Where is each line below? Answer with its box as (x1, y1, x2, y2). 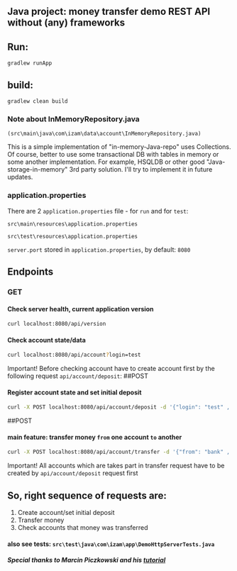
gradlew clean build (7, 98, 69, 105)
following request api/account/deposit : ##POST (7, 372, 149, 380)
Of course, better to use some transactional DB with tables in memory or (7, 150, 219, 159)
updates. (7, 173, 33, 182)
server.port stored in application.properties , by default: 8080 (7, 245, 191, 254)
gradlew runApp (7, 60, 53, 67)
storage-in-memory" (7, 165, 68, 174)
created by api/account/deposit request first (7, 469, 138, 477)
